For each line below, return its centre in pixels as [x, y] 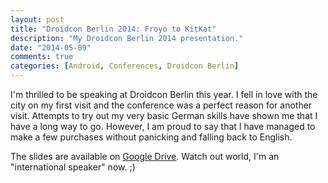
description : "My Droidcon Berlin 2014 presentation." [127, 38]
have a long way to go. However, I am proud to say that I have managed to [163, 126]
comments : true [42, 57]
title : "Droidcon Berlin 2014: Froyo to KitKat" [113, 29]
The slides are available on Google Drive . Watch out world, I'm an [145, 156]
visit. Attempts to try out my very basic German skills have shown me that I [164, 115]
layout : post [37, 19]
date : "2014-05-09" [51, 47]
